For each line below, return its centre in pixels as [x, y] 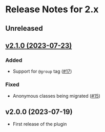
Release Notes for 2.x [52, 9]
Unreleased [24, 28]
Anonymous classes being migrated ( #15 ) [57, 96]
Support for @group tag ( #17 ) [42, 71]
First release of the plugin [40, 124]
